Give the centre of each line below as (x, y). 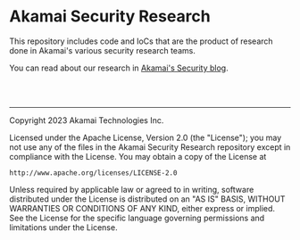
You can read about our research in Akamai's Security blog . (119, 68)
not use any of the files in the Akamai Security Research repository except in (150, 147)
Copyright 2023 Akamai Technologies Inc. (87, 120)
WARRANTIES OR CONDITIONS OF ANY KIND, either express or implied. (142, 208)
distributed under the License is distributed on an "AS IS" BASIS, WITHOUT (147, 199)
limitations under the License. (63, 227)
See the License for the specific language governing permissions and (137, 218)
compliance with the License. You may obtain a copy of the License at (138, 156)
